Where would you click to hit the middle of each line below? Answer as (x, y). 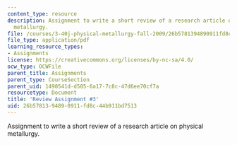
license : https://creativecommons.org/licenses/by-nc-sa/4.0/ (101, 60)
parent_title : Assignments (47, 73)
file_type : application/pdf (49, 40)
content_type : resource (42, 14)
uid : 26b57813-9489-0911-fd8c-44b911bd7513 (72, 106)
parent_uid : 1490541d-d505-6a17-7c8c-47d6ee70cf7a (83, 86)
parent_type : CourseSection (49, 80)
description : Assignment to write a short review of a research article (116, 21)
